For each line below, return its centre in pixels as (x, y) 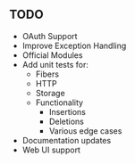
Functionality (59, 102)
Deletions (67, 121)
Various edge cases (85, 131)
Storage (50, 93)
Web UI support (51, 150)
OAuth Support (50, 36)
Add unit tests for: (55, 64)
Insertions (67, 111)
